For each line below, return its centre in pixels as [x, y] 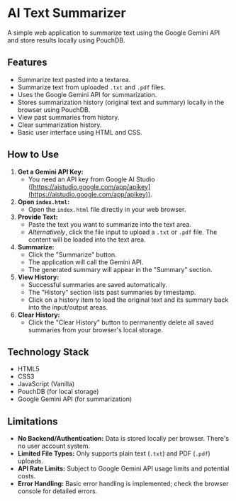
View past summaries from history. [68, 117]
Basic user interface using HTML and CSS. [80, 132]
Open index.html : [44, 202]
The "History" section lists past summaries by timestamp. [112, 292]
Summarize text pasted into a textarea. [74, 79]
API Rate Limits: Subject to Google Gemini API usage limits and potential [123, 468]
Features [27, 63]
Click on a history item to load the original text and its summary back [128, 300]
